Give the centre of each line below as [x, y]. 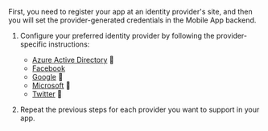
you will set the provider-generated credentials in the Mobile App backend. [132, 20]
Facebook [49, 68]
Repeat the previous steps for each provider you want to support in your [140, 109]
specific [33, 44]
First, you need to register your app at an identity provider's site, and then [131, 12]
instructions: [69, 44]
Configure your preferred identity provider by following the [117, 36]
